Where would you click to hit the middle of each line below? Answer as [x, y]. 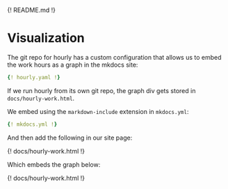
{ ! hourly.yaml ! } [34, 77]
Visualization [46, 38]
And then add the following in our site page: [70, 138]
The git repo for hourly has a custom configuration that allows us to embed [114, 57]
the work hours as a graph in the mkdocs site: [73, 65]
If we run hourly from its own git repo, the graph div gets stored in [101, 90]
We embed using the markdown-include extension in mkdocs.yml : [98, 111]
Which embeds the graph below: [54, 164]
